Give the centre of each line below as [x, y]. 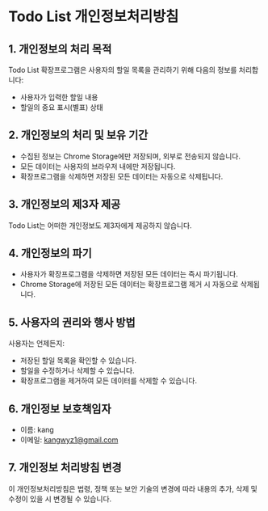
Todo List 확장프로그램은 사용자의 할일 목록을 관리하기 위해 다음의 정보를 [123, 70]
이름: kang [37, 430]
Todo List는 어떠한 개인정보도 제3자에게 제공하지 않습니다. [100, 225]
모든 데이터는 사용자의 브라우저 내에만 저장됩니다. [98, 166]
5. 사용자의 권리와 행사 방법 [72, 322]
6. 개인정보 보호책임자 [60, 409]
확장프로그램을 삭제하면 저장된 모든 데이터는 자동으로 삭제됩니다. [121, 176]
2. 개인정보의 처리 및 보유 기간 [78, 135]
